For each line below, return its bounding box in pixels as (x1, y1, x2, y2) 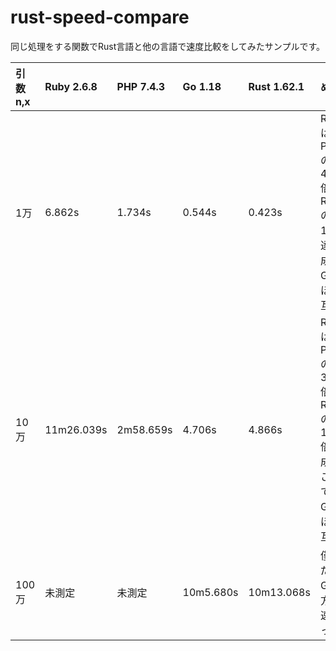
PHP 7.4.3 (116, 79, 166, 93)
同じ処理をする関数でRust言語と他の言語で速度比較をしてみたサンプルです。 (10, 40, 326, 52)
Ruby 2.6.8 (44, 79, 98, 93)
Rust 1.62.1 (248, 79, 305, 93)
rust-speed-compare (10, 6, 190, 29)
